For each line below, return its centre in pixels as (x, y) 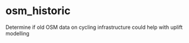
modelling (18, 33)
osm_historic (38, 11)
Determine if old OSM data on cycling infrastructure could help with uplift (94, 27)
